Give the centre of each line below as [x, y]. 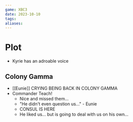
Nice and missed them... [44, 99]
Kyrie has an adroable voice [40, 61]
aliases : [14, 23]
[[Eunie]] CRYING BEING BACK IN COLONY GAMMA [65, 88]
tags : [11, 19]
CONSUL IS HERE [37, 109]
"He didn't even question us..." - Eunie [58, 104]
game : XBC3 [16, 10]
